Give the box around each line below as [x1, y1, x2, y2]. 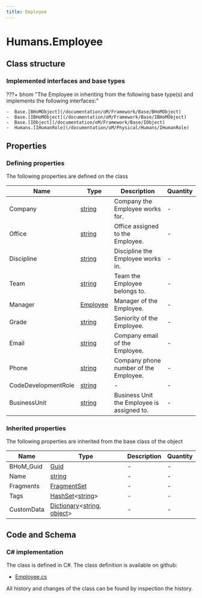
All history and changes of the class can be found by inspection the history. [6, 585, 194, 592]
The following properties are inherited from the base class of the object [6, 438, 183, 445]
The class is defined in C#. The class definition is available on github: [6, 562, 177, 569]
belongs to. [114, 287, 146, 296]
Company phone [114, 357, 161, 365]
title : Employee [6, 8, 47, 15]
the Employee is [114, 399, 159, 407]
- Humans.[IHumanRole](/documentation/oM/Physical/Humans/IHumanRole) [6, 124, 189, 130]
